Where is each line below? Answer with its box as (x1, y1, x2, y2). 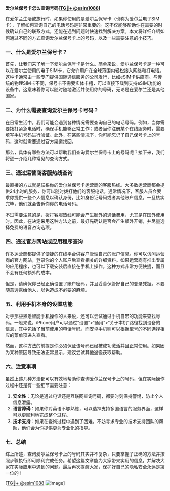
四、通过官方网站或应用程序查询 (5, 238, 83, 245)
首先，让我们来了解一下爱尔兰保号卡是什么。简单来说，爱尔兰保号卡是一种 (5, 61, 160, 67)
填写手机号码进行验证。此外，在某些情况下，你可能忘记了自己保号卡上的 (5, 132, 156, 138)
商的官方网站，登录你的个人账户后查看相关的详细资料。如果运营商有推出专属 (5, 257, 165, 263)
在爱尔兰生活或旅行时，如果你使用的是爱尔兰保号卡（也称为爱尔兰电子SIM (5, 16, 160, 22)
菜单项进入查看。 (14, 332, 50, 338)
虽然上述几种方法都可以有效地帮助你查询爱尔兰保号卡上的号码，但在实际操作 (5, 375, 165, 382)
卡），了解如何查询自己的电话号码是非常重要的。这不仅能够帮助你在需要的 (5, 22, 158, 28)
